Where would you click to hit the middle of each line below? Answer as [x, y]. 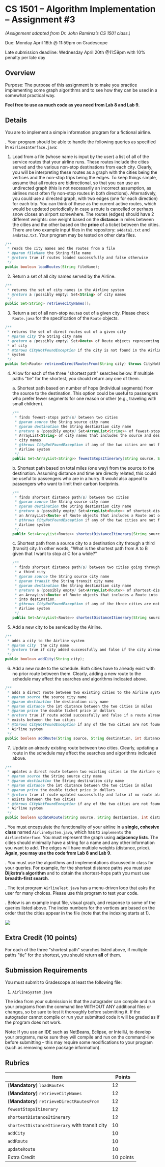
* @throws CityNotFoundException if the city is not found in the [77, 350]
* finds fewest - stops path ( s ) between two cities [66, 417]
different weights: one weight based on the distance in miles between [83, 219]
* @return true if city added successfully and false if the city [77, 650]
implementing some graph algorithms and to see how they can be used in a [81, 90]
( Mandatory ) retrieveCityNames [45, 1093]
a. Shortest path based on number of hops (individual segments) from [83, 388]
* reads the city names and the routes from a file [61, 249]
